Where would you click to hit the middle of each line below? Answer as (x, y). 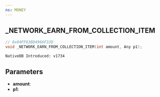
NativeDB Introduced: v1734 (35, 56)
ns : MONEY (16, 10)
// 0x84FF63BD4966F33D (29, 42)
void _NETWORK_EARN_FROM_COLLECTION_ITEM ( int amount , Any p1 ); (74, 47)
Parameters (24, 72)
